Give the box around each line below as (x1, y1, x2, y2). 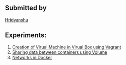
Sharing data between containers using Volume (12, 49, 108, 55)
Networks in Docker (12, 54, 53, 60)
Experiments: (5, 31, 47, 40)
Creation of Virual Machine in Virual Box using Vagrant (12, 44, 122, 50)
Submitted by (5, 4, 47, 12)
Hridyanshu (5, 17, 28, 22)
